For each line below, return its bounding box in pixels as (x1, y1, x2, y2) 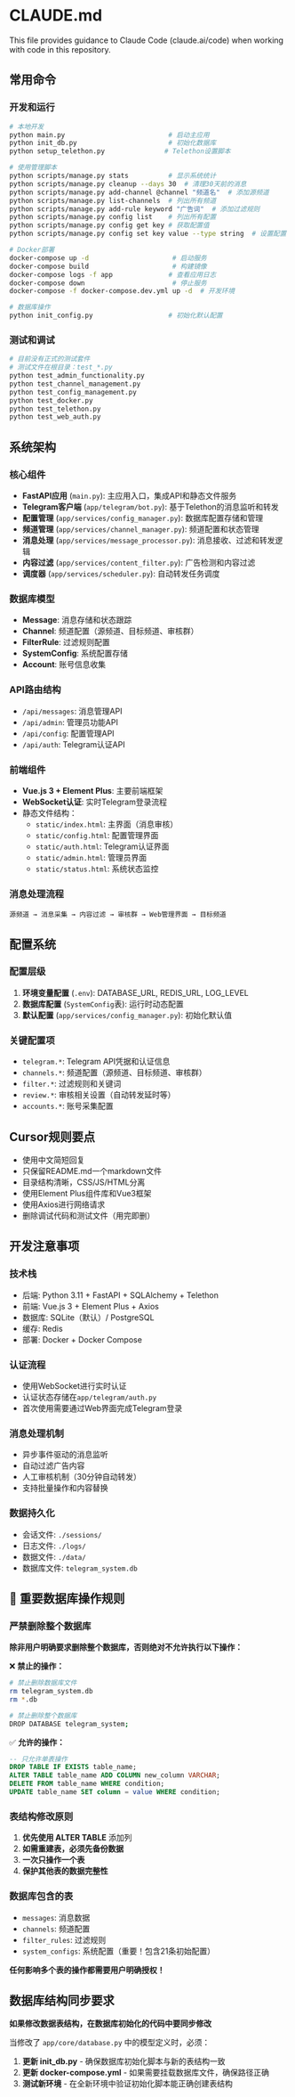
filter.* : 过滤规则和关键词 (21, 1079, 122, 1089)
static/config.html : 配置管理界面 (35, 829, 159, 840)
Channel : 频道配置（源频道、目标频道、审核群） (21, 625, 199, 637)
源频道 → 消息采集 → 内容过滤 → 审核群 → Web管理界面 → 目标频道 (9, 910, 227, 919)
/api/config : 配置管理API (21, 728, 115, 738)
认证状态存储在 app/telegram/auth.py (21, 1391, 157, 1402)
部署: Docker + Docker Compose (21, 1334, 142, 1345)
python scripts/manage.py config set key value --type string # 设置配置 (9, 229, 287, 239)
